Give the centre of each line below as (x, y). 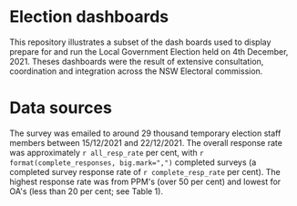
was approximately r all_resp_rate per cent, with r (107, 152)
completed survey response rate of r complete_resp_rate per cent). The (145, 171)
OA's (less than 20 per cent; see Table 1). (87, 191)
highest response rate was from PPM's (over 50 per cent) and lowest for (145, 181)
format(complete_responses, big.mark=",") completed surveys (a (133, 162)
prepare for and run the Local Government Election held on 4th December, (149, 51)
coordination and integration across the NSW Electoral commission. (136, 71)
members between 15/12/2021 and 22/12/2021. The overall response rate (146, 142)
